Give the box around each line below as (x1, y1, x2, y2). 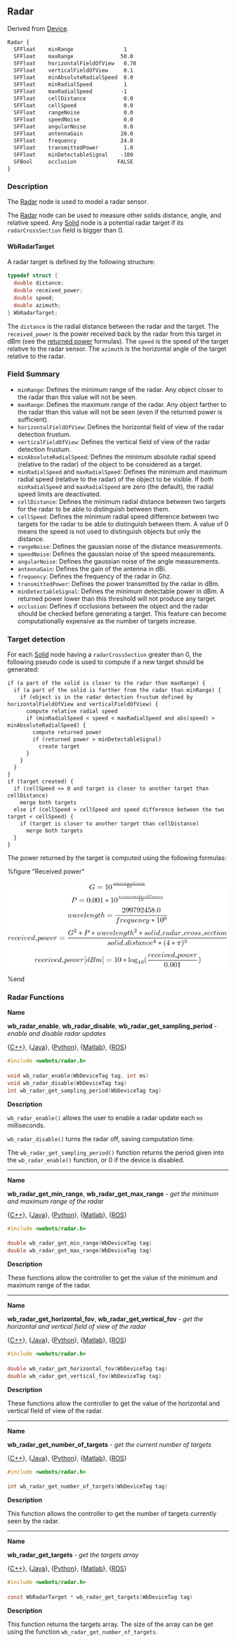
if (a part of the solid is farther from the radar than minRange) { (13, 687, 221, 694)
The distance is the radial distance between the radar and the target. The (7, 322, 219, 330)
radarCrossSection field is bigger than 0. (7, 226, 124, 235)
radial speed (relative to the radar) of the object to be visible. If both (17, 474, 214, 483)
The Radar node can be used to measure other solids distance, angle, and (7, 211, 221, 220)
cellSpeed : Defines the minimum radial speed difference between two (17, 512, 219, 521)
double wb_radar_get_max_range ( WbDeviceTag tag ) (7, 1247, 152, 1254)
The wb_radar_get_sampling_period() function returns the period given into (7, 1148, 225, 1157)
